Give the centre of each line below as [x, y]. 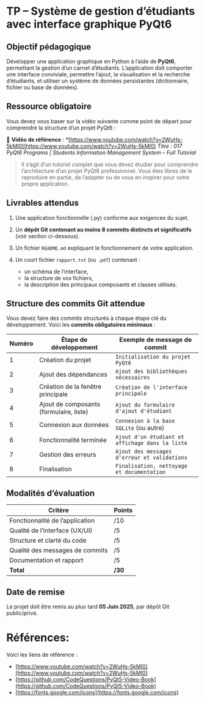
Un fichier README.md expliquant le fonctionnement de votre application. [104, 248]
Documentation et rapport [46, 560]
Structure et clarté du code [48, 540]
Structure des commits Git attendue [76, 304]
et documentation [141, 472]
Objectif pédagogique [49, 47]
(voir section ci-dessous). [48, 236]
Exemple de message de [156, 340]
